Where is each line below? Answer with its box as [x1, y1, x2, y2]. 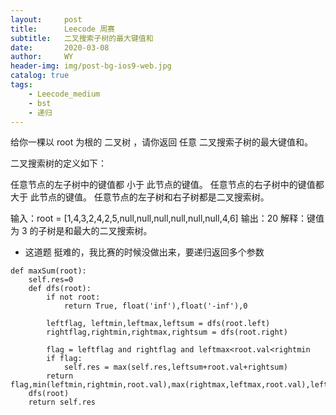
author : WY [10, 52, 74, 62]
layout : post [10, 14, 83, 25]
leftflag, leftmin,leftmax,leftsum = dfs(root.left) [46, 319, 271, 329]
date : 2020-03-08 [10, 42, 110, 53]
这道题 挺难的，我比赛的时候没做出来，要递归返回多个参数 [24, 246, 265, 258]
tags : [10, 80, 33, 90]
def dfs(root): [28, 284, 92, 294]
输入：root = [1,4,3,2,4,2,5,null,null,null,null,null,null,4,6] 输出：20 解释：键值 [10, 212, 325, 225]
